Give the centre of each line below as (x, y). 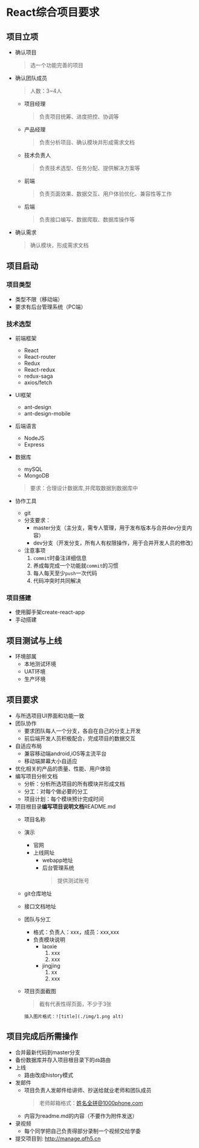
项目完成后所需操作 (42, 1036)
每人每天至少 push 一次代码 (65, 573)
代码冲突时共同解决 (57, 580)
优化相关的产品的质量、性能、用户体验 (63, 769)
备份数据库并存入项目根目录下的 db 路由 (63, 1060)
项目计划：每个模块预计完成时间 (64, 799)
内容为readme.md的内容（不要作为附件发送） (81, 1116)
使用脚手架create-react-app (50, 612)
